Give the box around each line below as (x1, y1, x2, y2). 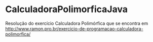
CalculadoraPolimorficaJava (5, 4, 128, 15)
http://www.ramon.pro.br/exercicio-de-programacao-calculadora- (5, 25, 143, 31)
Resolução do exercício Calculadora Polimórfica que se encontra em (5, 20, 148, 26)
